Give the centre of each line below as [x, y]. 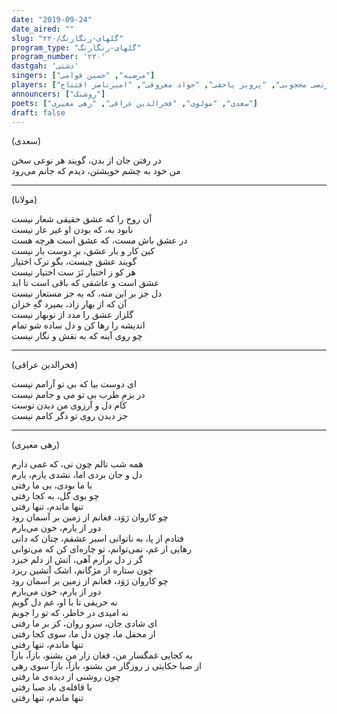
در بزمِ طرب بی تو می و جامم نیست [78, 395]
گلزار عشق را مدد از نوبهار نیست [72, 315]
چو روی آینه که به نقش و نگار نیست [77, 336]
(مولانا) [24, 200]
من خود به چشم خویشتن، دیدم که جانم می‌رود [96, 171]
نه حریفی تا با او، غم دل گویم [64, 602]
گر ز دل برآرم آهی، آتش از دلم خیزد [77, 560]
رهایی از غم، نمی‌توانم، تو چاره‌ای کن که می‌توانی [101, 549]
